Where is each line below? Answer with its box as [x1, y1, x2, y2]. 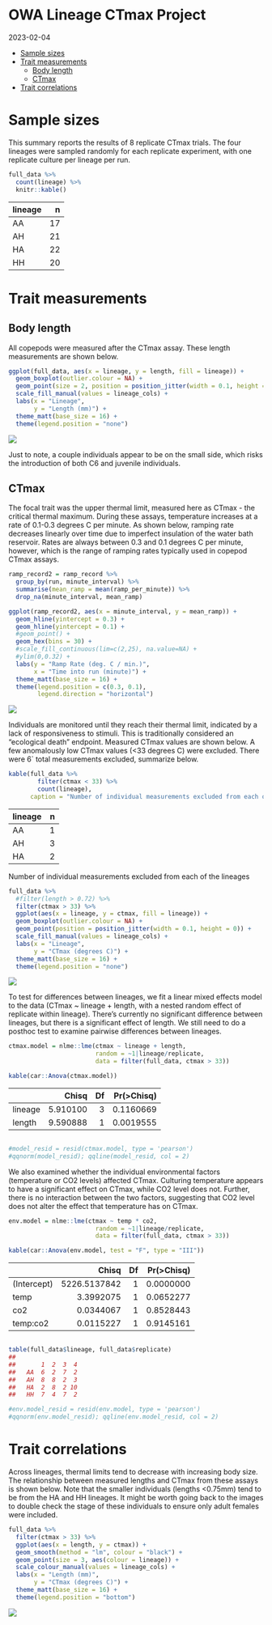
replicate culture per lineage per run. [8, 155, 131, 164]
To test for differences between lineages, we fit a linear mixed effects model [8, 992, 262, 1002]
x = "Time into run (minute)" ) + [33, 668, 147, 676]
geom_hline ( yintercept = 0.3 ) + [15, 615, 125, 623]
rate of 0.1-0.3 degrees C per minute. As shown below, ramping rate [8, 520, 235, 530]
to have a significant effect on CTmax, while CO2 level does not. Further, [8, 1184, 250, 1194]
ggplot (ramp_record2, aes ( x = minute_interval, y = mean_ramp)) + [8, 607, 237, 616]
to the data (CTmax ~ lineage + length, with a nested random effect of [8, 1001, 242, 1011]
